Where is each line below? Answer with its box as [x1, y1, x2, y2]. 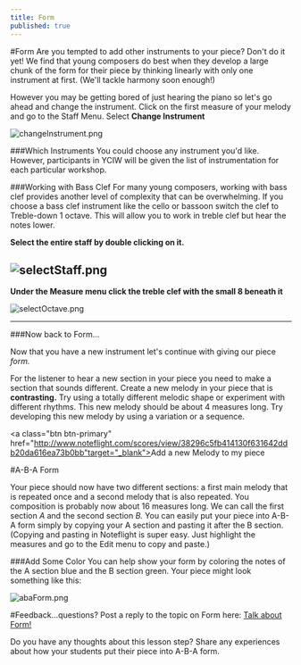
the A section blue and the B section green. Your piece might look [10, 566, 252, 577]
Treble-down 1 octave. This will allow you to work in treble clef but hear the [10, 210, 287, 220]
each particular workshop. [10, 164, 107, 175]
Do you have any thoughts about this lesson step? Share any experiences [10, 636, 280, 647]
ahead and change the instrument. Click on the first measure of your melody [10, 101, 291, 112]
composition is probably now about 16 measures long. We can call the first [10, 501, 284, 511]
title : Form [10, 12, 54, 22]
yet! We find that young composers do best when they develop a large [10, 55, 269, 66]
